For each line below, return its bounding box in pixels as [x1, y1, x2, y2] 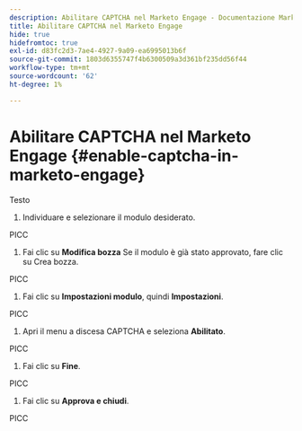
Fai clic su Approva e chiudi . [22, 395, 129, 406]
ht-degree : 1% [9, 80, 63, 89]
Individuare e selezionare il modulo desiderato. [22, 212, 196, 223]
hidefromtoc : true [9, 38, 78, 48]
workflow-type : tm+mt [9, 64, 91, 73]
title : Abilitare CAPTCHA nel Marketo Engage [9, 22, 182, 31]
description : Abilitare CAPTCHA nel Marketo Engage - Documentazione [9, 13, 276, 22]
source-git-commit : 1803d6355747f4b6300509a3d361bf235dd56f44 [9, 55, 247, 64]
